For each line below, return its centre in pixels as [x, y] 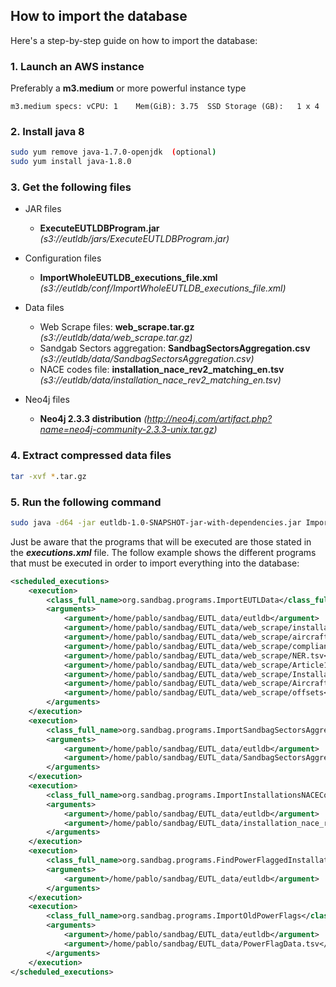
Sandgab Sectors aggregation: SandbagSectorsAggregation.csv [175, 348]
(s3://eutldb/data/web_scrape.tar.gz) [116, 338]
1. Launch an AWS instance [77, 66]
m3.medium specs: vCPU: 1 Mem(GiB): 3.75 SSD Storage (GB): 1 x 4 [165, 107]
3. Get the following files [71, 187]
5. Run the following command [86, 502]
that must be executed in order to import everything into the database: [155, 563]
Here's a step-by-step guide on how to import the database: [134, 40]
